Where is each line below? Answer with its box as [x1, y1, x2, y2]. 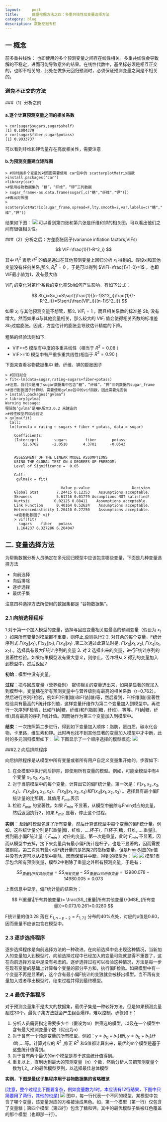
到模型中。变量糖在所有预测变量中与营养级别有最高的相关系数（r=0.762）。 [5, 688, 159, 694]
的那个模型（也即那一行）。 [5, 1111, 60, 1117]
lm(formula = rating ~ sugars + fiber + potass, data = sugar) [9, 424, 143, 429]
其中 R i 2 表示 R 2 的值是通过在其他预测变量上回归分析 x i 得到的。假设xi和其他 [5, 256, 161, 264]
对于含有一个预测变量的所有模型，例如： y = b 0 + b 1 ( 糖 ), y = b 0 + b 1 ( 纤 [12, 1033, 156, 1040]
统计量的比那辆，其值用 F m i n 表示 [12, 795, 80, 802]
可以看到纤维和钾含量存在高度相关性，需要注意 [5, 146, 101, 152]
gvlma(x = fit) [16, 477, 48, 482]
